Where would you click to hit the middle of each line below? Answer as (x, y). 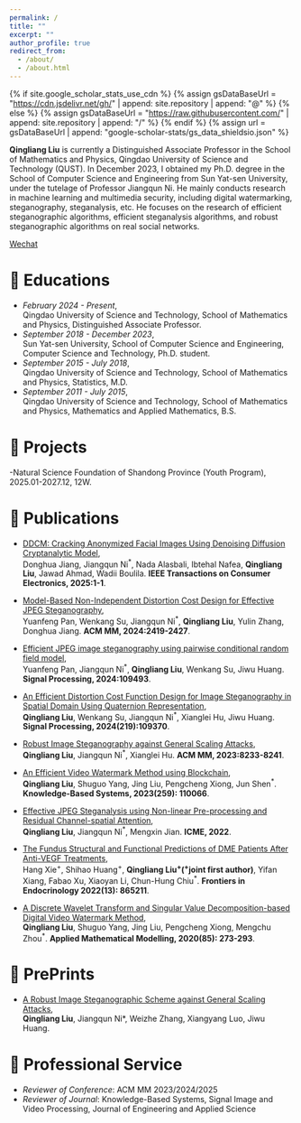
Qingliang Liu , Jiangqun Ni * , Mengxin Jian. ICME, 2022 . (127, 831)
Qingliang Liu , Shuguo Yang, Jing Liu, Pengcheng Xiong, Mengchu (147, 927)
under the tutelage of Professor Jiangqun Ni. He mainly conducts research (148, 188)
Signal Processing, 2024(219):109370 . (96, 727)
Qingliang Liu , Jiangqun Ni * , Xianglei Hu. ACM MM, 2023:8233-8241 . (153, 754)
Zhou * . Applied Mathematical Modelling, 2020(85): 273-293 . (138, 937)
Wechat (23, 244)
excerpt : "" (32, 34)
